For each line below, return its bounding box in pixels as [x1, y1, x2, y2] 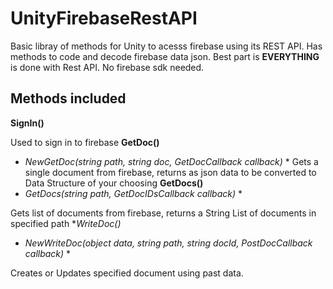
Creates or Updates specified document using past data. [10, 267, 244, 279]
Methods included [10, 90, 127, 107]
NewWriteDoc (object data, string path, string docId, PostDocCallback [24, 237, 313, 249]
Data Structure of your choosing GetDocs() [24, 177, 204, 189]
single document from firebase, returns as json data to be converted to [24, 166, 317, 178]
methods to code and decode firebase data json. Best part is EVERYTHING [10, 50, 320, 62]
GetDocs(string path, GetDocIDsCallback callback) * [24, 187, 243, 199]
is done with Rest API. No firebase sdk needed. [10, 61, 205, 73]
